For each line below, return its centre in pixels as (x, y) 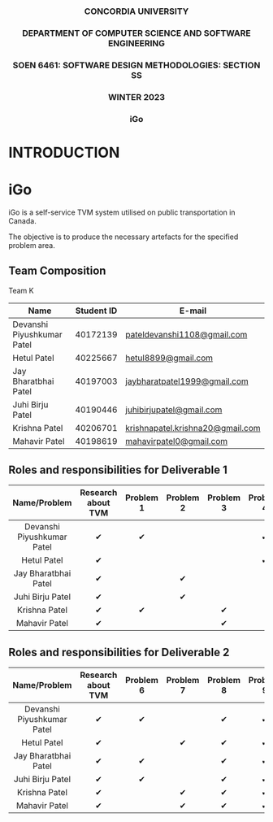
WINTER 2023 (136, 97)
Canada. (22, 220)
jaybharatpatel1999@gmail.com (187, 381)
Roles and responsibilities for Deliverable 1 (118, 470)
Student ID (96, 311)
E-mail (193, 311)
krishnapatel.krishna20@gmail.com (193, 428)
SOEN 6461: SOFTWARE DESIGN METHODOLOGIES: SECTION (136, 65)
